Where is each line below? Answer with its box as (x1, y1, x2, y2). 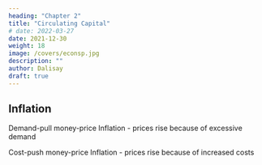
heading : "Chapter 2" (8, 11, 82, 20)
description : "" (8, 57, 63, 66)
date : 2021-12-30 (8, 34, 67, 43)
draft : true (8, 72, 49, 80)
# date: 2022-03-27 (8, 27, 75, 35)
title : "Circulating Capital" (8, 19, 111, 27)
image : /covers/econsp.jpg (8, 49, 100, 57)
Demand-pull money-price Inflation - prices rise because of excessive (8, 123, 243, 133)
